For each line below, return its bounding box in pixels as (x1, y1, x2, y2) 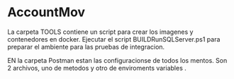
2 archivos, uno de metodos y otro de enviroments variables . (7, 63, 186, 72)
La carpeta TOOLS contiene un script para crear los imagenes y (7, 28, 194, 36)
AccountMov (7, 4, 86, 20)
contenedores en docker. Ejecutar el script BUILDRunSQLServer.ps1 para (7, 35, 221, 43)
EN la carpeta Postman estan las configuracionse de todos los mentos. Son (7, 56, 228, 64)
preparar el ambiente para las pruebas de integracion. (7, 42, 165, 51)
